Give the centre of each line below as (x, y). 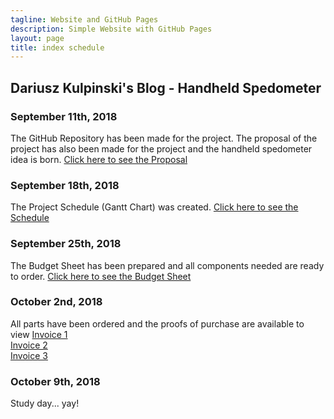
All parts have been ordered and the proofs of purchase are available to (157, 323)
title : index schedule (57, 47)
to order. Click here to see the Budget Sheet (101, 276)
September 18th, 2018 (65, 185)
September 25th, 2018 (66, 244)
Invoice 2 (29, 345)
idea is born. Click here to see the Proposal (99, 159)
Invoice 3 (29, 355)
